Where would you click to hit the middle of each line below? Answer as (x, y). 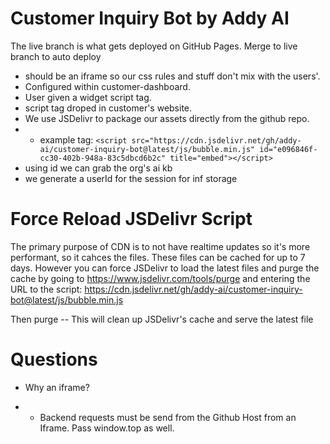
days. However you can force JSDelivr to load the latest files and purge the (165, 268)
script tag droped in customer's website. (108, 108)
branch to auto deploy (56, 56)
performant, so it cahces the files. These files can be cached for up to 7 (158, 257)
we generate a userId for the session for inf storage (131, 178)
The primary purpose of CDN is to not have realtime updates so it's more (160, 246)
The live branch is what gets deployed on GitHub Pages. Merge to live (154, 46)
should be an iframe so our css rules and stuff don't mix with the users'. (172, 76)
